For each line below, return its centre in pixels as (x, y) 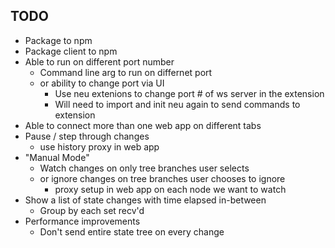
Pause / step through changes (87, 136)
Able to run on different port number (99, 61)
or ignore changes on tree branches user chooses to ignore (162, 178)
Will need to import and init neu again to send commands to (177, 104)
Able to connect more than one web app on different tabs (143, 125)
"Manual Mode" (57, 157)
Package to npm (58, 40)
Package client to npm (71, 51)
